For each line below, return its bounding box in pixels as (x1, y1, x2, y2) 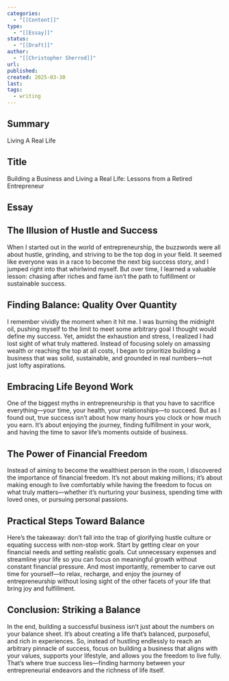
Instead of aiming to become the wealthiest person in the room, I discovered (7, 467, 222, 475)
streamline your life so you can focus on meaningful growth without (7, 556, 197, 564)
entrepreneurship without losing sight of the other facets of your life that (7, 577, 211, 586)
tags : (7, 86, 23, 93)
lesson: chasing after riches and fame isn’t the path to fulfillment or (7, 272, 196, 280)
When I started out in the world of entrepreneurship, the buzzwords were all (7, 243, 221, 251)
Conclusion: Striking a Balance (7, 604, 142, 616)
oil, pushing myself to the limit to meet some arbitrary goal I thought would (7, 325, 217, 333)
